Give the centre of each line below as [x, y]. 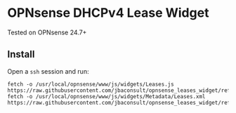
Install [21, 54]
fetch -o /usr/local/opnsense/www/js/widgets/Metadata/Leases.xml [106, 96]
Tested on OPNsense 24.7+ [47, 32]
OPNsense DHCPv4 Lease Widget [108, 13]
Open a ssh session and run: [48, 71]
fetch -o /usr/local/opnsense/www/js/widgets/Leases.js [91, 84]
